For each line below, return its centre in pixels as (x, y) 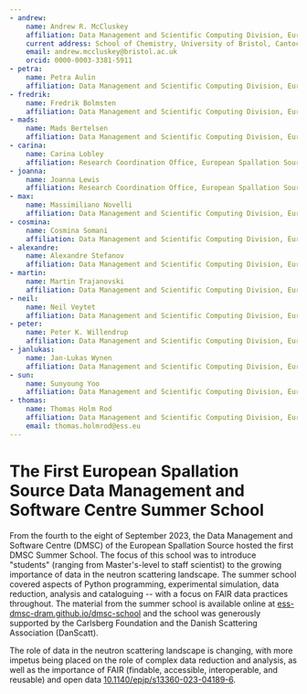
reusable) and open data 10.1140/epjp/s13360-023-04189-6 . (122, 679)
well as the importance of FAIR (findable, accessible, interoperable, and (144, 669)
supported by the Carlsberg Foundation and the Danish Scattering (133, 623)
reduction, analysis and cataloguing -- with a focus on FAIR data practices (149, 593)
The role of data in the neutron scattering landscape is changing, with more (151, 650)
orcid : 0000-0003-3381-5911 (79, 60)
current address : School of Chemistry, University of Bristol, (149, 43)
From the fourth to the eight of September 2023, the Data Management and (151, 535)
